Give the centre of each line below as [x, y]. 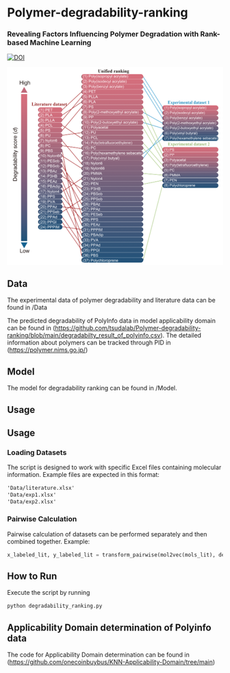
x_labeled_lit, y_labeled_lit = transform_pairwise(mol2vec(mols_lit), [111, 555]
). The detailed [181, 335]
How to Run [32, 576]
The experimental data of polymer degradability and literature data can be [111, 300]
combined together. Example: [49, 541]
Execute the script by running [49, 593]
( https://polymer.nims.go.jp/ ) [48, 350]
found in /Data [27, 307]
